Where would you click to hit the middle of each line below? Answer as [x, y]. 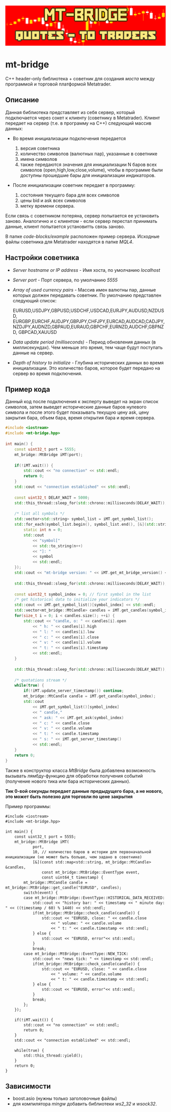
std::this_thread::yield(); [53, 1056]
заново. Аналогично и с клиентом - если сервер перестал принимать [81, 221]
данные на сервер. [33, 353]
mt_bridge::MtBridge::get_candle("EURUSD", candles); [64, 888]
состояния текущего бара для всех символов [70, 195]
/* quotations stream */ [41, 680]
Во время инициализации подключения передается [69, 138]
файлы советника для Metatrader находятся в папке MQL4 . [69, 242]
